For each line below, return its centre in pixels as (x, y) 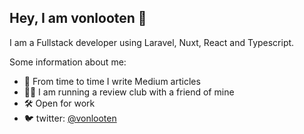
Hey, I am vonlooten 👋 (78, 18)
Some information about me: (68, 62)
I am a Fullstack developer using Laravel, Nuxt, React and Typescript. (152, 42)
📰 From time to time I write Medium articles (112, 81)
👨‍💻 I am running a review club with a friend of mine (129, 92)
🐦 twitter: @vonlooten (70, 118)
